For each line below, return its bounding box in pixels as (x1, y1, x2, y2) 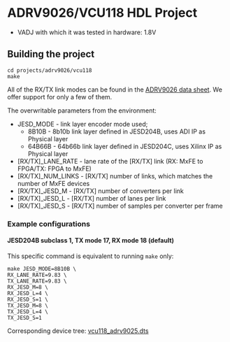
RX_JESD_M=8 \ (7, 283, 49, 291)
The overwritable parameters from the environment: (7, 106, 157, 115)
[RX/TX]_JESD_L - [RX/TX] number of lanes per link (17, 194, 166, 202)
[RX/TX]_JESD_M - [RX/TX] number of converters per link (17, 187, 184, 195)
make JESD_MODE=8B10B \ (7, 265, 77, 272)
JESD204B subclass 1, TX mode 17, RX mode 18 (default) (7, 236, 175, 245)
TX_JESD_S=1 (7, 314, 42, 321)
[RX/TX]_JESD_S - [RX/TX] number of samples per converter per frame (17, 201, 223, 210)
